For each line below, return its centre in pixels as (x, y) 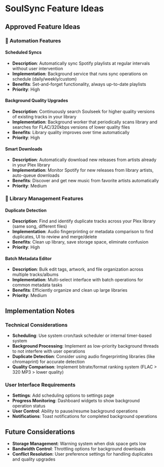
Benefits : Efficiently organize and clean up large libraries (70, 290)
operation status (29, 406)
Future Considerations (40, 432)
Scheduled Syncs (23, 53)
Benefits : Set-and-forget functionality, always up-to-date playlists (79, 84)
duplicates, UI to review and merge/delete (55, 237)
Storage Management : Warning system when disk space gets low (79, 444)
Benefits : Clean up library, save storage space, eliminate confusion (80, 242)
